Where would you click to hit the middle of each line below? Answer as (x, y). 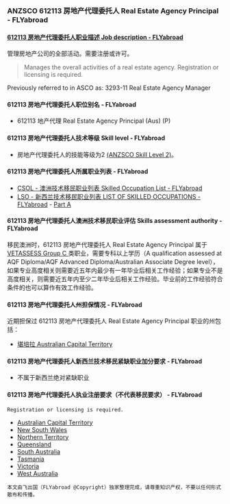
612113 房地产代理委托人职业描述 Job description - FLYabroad (95, 37)
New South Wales (42, 429)
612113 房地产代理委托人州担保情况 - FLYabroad (75, 304)
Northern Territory (43, 437)
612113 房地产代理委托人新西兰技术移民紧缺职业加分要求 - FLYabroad (105, 361)
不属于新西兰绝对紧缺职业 (53, 378)
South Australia (38, 451)
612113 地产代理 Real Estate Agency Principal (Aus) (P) (94, 121)
